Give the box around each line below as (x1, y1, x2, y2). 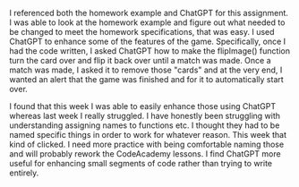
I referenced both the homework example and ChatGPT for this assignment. (9, 8, 289, 18)
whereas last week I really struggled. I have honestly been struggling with (9, 111, 280, 121)
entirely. (9, 167, 39, 178)
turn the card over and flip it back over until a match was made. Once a (9, 55, 271, 65)
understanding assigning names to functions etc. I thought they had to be (9, 120, 280, 131)
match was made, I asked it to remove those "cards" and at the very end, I (9, 64, 283, 75)
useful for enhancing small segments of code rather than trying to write (9, 158, 273, 168)
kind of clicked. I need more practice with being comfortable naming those (9, 139, 285, 149)
